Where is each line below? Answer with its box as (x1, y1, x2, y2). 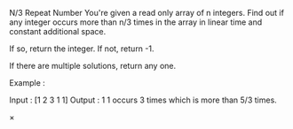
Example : (9, 78, 46, 87)
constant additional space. (9, 27, 107, 36)
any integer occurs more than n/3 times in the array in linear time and (9, 17, 263, 27)
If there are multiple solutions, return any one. (9, 61, 177, 71)
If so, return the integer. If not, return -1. (9, 43, 154, 54)
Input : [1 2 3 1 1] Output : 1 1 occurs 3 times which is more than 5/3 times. (9, 95, 277, 105)
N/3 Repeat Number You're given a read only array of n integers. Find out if (9, 8, 284, 18)
